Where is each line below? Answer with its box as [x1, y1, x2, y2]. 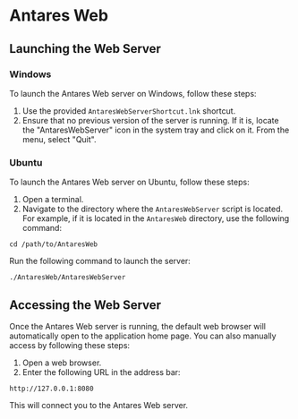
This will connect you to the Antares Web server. [9, 399, 189, 410]
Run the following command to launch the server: [9, 256, 191, 267]
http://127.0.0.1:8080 [9, 384, 94, 393]
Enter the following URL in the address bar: [21, 366, 181, 377]
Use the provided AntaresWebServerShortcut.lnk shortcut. [21, 105, 236, 116]
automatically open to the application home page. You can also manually [9, 330, 277, 341]
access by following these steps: [9, 339, 131, 350]
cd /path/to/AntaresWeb [9, 240, 98, 249]
